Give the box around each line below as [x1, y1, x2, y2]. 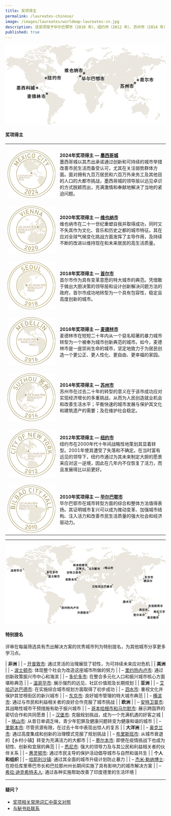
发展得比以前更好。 [64, 466, 104, 472]
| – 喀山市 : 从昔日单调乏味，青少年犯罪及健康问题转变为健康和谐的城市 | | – [5, 718, 161, 724]
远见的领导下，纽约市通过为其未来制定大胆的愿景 [60, 454, 162, 460]
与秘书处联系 [12, 805, 40, 811]
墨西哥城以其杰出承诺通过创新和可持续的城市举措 [60, 159, 162, 165]
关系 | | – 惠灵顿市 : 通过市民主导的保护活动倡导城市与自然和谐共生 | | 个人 [9, 750, 163, 756]
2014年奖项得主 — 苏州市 [60, 382, 114, 388]
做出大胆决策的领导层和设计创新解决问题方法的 [64, 283, 162, 289]
